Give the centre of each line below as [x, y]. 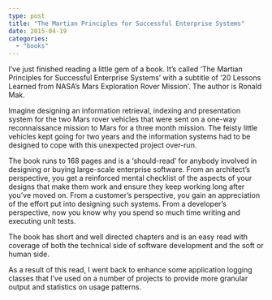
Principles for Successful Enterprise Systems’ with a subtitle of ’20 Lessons [135, 78]
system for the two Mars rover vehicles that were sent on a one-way [123, 119]
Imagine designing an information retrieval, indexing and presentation [125, 111]
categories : [28, 39]
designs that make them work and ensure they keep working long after [127, 186]
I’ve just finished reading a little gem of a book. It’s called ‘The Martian [125, 69]
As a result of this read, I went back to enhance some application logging [131, 270]
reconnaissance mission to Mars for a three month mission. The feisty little [133, 128]
